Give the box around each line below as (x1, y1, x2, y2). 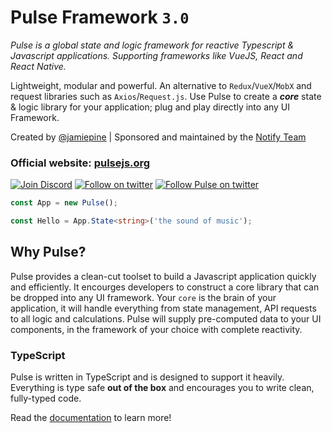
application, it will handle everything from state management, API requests (10, 302, 317, 314)
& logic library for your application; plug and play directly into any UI (10, 101, 291, 113)
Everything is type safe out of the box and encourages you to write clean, (10, 382, 315, 394)
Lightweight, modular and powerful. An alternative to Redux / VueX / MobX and (10, 79, 312, 91)
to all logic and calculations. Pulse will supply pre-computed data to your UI (10, 312, 322, 325)
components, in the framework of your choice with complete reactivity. (10, 323, 303, 335)
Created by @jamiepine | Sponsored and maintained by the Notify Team (10, 131, 307, 143)
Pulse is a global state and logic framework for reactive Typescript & (10, 39, 295, 51)
